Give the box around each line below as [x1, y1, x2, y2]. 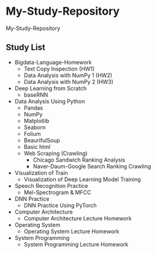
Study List [6, 42, 45, 53]
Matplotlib [23, 117, 50, 124]
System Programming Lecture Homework [23, 241, 129, 248]
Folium [23, 130, 41, 137]
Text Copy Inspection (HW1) [23, 65, 95, 72]
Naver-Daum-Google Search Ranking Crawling [33, 162, 151, 170]
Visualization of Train [14, 169, 68, 176]
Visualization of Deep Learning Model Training [23, 176, 141, 183]
